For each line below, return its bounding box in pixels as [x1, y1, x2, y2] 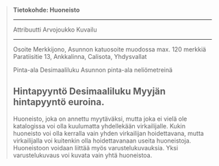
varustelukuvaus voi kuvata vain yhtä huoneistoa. [12, 151, 153, 159]
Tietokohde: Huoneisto [12, 6, 80, 14]
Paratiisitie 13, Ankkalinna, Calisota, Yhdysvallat [12, 53, 147, 60]
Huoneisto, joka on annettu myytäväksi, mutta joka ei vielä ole [12, 115, 188, 123]
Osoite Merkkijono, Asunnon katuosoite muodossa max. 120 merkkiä [12, 45, 207, 54]
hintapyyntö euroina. [12, 96, 105, 108]
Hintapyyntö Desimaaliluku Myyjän [12, 86, 166, 97]
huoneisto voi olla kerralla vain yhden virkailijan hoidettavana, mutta [12, 129, 205, 137]
